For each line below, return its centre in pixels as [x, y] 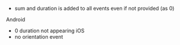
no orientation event [39, 37]
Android [15, 19]
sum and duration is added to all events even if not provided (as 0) [94, 8]
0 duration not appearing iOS [49, 31]
